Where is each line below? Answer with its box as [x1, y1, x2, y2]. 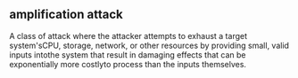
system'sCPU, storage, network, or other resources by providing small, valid [9, 40, 290, 51]
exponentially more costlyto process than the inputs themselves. [9, 58, 247, 69]
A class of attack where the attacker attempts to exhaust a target [9, 30, 248, 41]
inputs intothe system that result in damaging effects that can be [9, 49, 247, 60]
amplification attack [9, 7, 123, 22]
